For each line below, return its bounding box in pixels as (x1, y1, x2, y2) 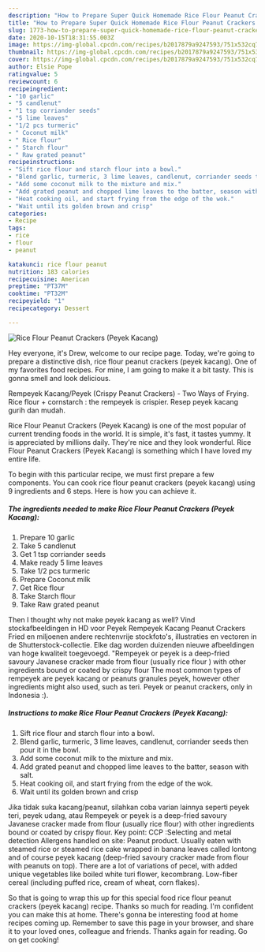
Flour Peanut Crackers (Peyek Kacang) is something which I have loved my (8, 446, 252, 455)
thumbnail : (8, 48, 44, 56)
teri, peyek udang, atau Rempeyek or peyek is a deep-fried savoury (8, 810, 227, 820)
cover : (8, 56, 30, 64)
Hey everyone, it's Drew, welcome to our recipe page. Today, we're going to (8, 348, 255, 357)
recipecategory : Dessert (8, 304, 90, 312)
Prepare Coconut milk (19, 574, 91, 584)
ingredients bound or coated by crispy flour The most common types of (8, 665, 241, 674)
